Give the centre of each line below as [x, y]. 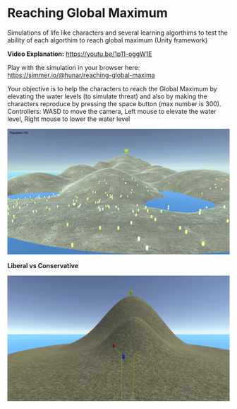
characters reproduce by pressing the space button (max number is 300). [114, 103]
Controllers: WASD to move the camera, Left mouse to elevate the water [112, 111]
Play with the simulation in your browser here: [74, 67]
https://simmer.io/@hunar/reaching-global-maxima [81, 75]
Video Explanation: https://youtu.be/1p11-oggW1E [80, 54]
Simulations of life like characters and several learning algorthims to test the [117, 33]
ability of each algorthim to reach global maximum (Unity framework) [108, 40]
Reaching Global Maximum [87, 13]
